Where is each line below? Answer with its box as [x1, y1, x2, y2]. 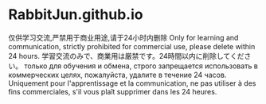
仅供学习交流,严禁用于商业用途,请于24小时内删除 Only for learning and [8, 33, 239, 42]
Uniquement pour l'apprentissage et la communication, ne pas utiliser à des [8, 78, 256, 88]
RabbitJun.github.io [8, 6, 143, 24]
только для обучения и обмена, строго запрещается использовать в [23, 61, 259, 71]
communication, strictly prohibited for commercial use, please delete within [8, 41, 256, 51]
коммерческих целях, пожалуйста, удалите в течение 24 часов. [8, 70, 227, 79]
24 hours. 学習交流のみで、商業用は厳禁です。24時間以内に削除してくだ [8, 51, 244, 60]
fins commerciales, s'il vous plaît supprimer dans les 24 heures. [8, 87, 217, 96]
